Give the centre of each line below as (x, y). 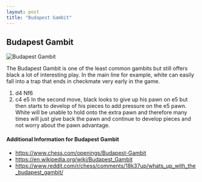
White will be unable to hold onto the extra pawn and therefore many (101, 112)
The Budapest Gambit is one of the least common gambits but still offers (97, 69)
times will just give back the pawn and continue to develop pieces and (103, 119)
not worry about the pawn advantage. (62, 126)
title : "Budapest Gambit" (39, 18)
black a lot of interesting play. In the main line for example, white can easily (100, 75)
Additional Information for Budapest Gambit (63, 139)
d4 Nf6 (24, 93)
